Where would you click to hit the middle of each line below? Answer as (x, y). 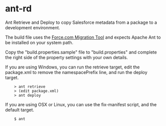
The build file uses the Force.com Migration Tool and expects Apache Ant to (83, 37)
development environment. (33, 27)
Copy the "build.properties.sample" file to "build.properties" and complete (81, 52)
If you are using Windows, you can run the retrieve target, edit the (73, 67)
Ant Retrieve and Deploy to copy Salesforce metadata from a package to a (81, 22)
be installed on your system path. (39, 42)
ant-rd (18, 9)
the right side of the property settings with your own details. (67, 57)
